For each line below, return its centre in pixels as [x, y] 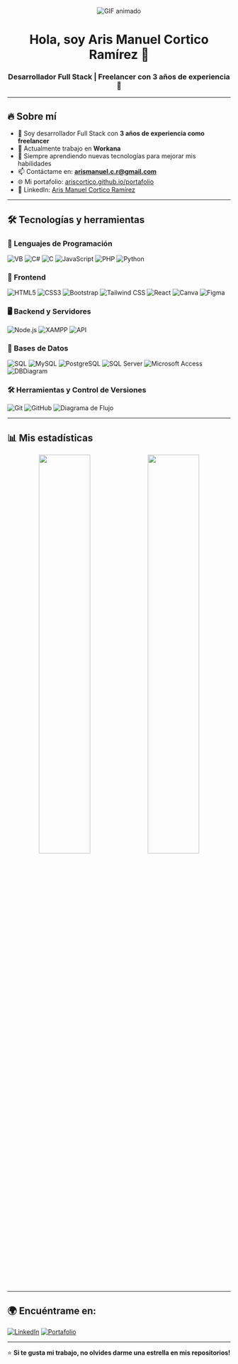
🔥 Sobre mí [32, 116]
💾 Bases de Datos [38, 348]
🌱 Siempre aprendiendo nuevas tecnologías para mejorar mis [107, 156]
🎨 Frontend [27, 277]
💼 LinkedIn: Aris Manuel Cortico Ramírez [76, 190]
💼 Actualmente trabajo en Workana [69, 148]
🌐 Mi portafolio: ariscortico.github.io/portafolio [86, 182]
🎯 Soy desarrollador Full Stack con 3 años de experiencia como [111, 133]
